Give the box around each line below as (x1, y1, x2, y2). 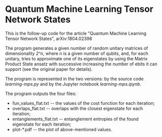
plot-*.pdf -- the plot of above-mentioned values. (12, 126, 113, 132)
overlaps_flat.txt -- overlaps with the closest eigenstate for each (12, 105, 143, 111)
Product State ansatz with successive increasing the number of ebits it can (5, 61, 158, 67)
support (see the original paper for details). (5, 66, 93, 72)
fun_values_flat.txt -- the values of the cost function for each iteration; (12, 100, 155, 106)
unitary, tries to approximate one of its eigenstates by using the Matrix (5, 55, 148, 61)
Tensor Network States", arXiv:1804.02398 (5, 36, 92, 42)
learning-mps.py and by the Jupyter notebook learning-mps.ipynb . (5, 81, 142, 87)
